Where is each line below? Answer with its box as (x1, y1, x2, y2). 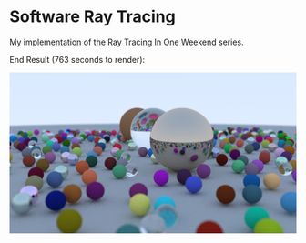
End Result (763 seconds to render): (9, 54, 146, 65)
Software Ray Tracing (9, 6, 176, 27)
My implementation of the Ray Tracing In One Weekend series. (9, 36, 244, 47)
